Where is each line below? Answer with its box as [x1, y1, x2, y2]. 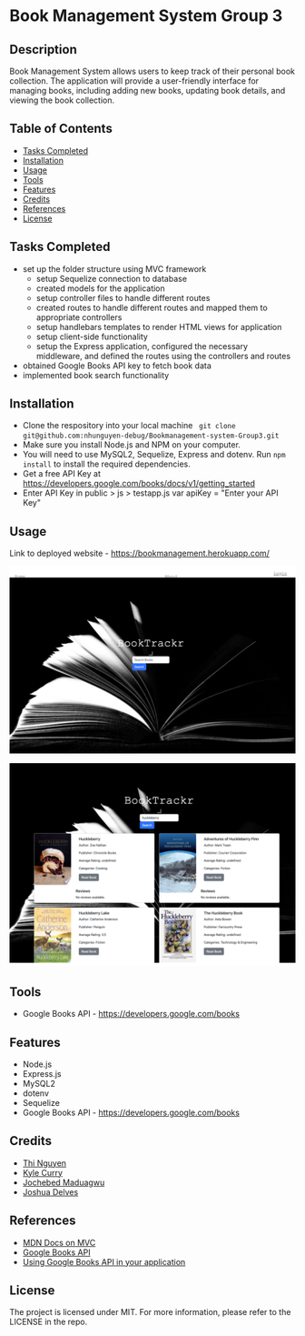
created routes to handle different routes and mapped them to [35, 302, 268, 313]
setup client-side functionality [35, 331, 148, 342]
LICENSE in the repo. [9, 1316, 88, 1328]
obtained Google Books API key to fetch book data [22, 360, 212, 371]
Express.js [22, 1068, 62, 1079]
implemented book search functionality [22, 369, 170, 380]
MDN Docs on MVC [22, 1237, 96, 1248]
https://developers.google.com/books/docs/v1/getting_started [22, 478, 256, 489]
